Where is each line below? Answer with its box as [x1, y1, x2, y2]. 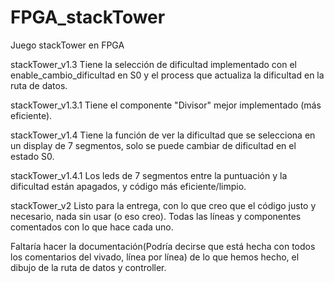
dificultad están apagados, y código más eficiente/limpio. [10, 180, 247, 192]
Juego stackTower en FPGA [10, 39, 125, 51]
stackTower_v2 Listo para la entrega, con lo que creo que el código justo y [10, 199, 317, 211]
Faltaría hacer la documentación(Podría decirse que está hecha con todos [10, 240, 316, 252]
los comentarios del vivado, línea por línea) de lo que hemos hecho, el [10, 251, 300, 263]
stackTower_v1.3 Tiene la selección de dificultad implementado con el [10, 58, 297, 70]
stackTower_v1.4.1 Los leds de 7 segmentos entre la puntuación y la [10, 169, 288, 181]
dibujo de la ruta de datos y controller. [10, 261, 167, 273]
